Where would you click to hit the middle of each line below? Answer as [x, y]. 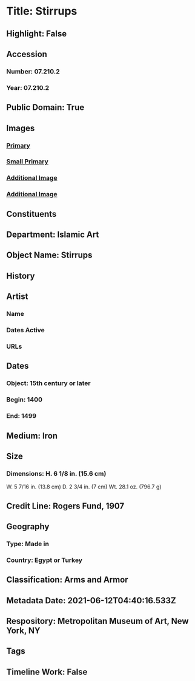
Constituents [31, 214]
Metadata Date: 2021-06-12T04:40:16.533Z [91, 601]
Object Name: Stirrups [49, 255]
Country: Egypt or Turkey [45, 560]
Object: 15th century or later [48, 383]
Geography [28, 527]
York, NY [23, 631]
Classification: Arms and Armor [67, 580]
